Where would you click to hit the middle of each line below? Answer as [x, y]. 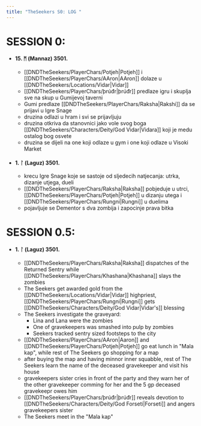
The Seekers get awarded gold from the [73, 288]
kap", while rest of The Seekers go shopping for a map [91, 352]
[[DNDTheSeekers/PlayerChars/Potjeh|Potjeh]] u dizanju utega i [103, 195]
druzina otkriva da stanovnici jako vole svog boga [85, 124]
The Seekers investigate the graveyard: [72, 314]
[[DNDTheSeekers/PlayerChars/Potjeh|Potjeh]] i [83, 72]
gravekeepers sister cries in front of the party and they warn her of [106, 378]
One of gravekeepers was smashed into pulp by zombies [103, 327]
